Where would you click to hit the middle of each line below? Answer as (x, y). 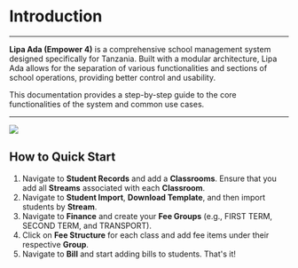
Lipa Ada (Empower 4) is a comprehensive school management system (140, 49)
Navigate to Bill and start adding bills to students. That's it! (129, 254)
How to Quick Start (63, 157)
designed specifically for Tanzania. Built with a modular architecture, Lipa (143, 59)
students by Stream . (59, 207)
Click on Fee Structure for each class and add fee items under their (145, 235)
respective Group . (55, 244)
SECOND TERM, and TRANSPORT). (87, 225)
